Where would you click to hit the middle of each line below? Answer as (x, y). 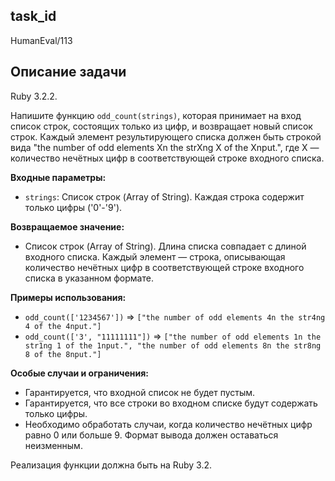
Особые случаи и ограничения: (80, 373)
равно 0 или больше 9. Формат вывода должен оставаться (151, 435)
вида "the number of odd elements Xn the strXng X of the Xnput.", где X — (165, 147)
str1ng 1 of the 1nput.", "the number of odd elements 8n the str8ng (173, 345)
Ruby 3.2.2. (34, 96)
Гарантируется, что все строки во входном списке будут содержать (171, 403)
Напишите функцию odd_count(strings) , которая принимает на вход (156, 115)
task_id (33, 16)
